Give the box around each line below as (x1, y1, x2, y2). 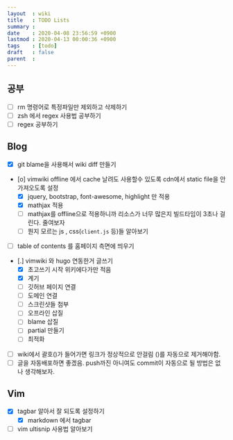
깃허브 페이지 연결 (27, 283, 76, 291)
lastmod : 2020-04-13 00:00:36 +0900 (7, 36, 116, 43)
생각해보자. (24, 367, 55, 375)
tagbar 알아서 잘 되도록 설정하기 (17, 407, 105, 416)
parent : (7, 56, 36, 63)
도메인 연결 (27, 291, 58, 300)
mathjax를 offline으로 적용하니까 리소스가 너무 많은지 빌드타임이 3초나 (27, 209, 218, 218)
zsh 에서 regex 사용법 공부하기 (17, 111, 102, 120)
